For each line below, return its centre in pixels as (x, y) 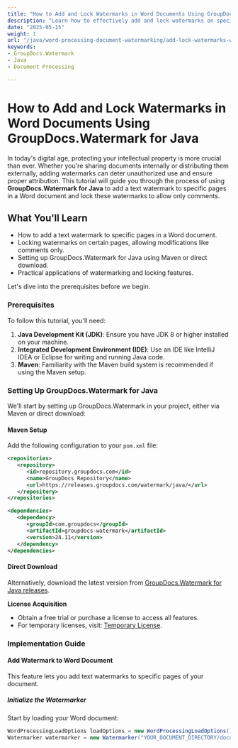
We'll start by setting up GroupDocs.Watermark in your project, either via (113, 406)
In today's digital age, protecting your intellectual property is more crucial (114, 158)
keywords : (22, 47)
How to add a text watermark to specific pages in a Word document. (117, 235)
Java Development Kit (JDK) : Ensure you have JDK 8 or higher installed (123, 334)
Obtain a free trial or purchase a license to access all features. (108, 617)
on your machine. (43, 342)
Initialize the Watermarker (47, 700)
